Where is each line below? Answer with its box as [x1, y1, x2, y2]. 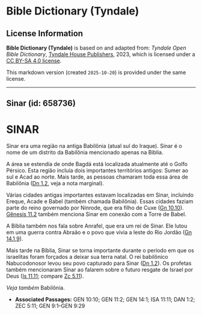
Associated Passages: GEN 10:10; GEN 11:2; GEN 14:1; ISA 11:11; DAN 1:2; [14, 296, 195, 303]
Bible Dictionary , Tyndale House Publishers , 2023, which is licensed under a [6, 51, 195, 58]
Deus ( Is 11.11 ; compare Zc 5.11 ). [6, 273, 84, 280]
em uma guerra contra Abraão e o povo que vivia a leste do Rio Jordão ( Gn [6, 229, 192, 236]
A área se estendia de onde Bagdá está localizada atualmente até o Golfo [6, 161, 188, 168]
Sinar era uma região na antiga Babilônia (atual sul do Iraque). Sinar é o [6, 142, 182, 150]
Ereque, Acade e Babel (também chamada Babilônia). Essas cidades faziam [6, 198, 194, 205]
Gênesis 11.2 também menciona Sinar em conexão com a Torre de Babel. [6, 211, 186, 218]
